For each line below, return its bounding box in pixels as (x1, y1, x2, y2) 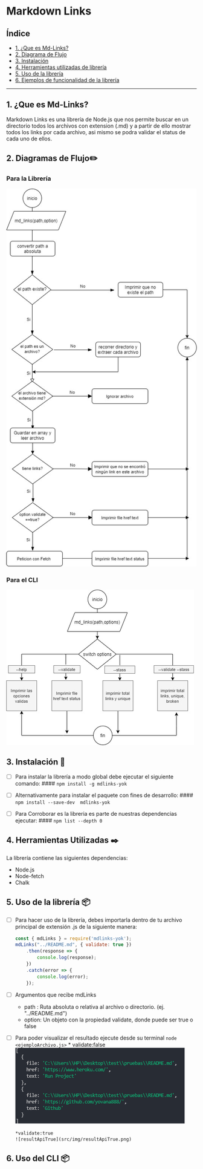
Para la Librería (6, 174, 51, 183)
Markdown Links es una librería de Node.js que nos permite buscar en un (6, 116, 189, 123)
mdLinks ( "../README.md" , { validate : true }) (14, 942, 132, 948)
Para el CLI (6, 576, 38, 584)
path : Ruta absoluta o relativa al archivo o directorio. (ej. (24, 1003, 165, 1011)
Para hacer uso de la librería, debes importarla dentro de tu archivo (14, 916, 182, 923)
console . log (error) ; (37, 974, 89, 980)
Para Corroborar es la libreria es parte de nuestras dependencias (14, 810, 177, 817)
